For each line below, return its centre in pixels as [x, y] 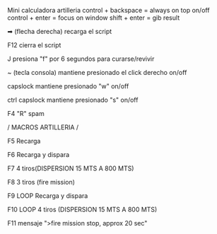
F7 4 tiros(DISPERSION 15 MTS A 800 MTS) [71, 168]
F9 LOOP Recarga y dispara [48, 196]
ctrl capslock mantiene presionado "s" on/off [73, 100]
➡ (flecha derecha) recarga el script [60, 31]
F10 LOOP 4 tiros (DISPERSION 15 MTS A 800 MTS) [82, 209]
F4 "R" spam [26, 113]
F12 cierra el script [34, 45]
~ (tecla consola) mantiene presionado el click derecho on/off [97, 72]
